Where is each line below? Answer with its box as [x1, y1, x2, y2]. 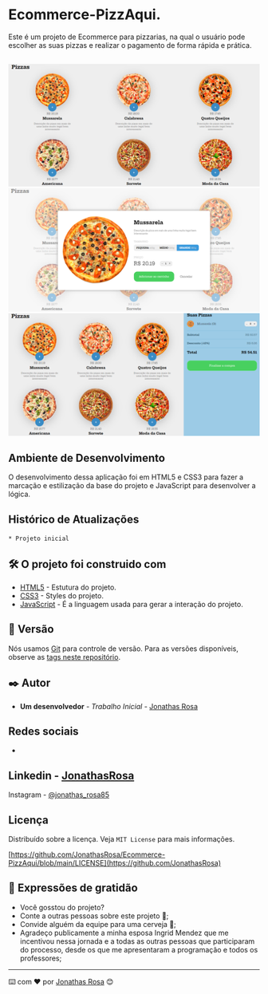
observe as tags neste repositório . [8, 652, 121, 661]
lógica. [8, 489, 30, 499]
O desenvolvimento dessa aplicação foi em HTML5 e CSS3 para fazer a [8, 472, 244, 482]
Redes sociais [8, 724, 79, 739]
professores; [19, 953, 62, 963]
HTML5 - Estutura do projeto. [19, 582, 117, 592]
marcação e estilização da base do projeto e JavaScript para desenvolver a [8, 481, 257, 491]
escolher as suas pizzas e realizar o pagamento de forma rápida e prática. [8, 40, 253, 49]
